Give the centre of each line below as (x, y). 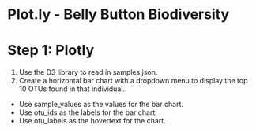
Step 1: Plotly (51, 51)
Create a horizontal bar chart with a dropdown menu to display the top (133, 81)
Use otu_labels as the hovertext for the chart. (92, 121)
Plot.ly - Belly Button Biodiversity (119, 15)
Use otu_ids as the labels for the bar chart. (88, 112)
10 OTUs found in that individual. (72, 89)
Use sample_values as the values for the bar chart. (101, 104)
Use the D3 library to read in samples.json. (88, 72)
